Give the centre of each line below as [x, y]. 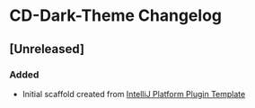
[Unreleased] [47, 49]
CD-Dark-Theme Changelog [116, 16]
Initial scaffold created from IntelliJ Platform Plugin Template [134, 94]
